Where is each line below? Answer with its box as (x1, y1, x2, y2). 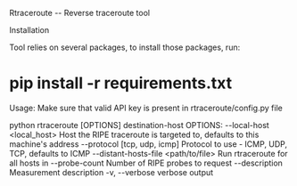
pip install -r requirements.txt (9, 73, 233, 93)
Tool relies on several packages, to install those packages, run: (9, 42, 241, 53)
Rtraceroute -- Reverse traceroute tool (9, 8, 150, 18)
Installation (9, 25, 50, 35)
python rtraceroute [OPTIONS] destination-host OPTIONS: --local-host (9, 119, 269, 130)
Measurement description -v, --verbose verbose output (9, 166, 214, 177)
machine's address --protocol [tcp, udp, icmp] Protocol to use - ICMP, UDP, (9, 138, 288, 150)
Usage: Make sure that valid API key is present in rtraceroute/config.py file (9, 102, 283, 113)
